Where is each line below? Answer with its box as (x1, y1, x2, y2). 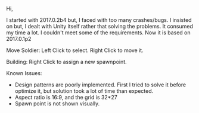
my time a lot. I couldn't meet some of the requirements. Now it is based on (6, 29, 191, 36)
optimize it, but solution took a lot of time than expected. (14, 88, 154, 94)
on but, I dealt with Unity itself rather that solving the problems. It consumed (6, 23, 194, 30)
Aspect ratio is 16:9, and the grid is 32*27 (14, 94, 117, 101)
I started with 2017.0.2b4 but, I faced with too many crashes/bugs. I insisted (6, 17, 192, 23)
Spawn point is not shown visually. (14, 100, 100, 107)
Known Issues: (6, 70, 42, 76)
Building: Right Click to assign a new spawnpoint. (6, 59, 127, 65)
